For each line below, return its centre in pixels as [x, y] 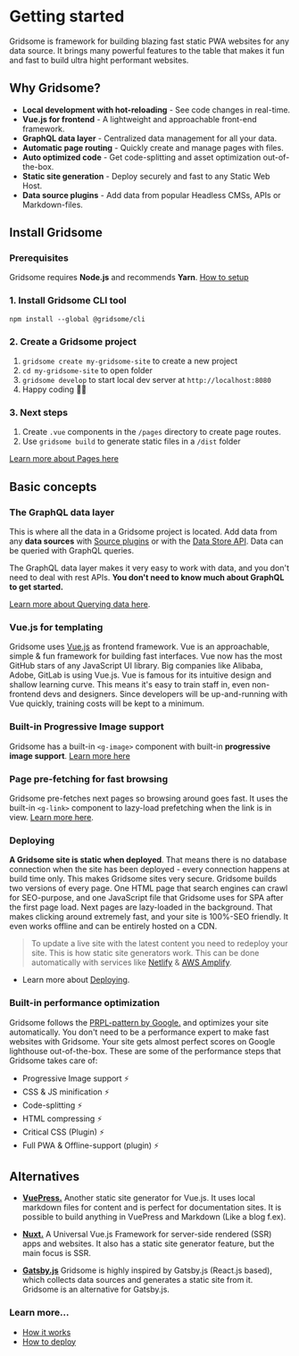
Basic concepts [53, 487]
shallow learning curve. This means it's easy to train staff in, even [130, 685]
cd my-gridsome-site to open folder [87, 370]
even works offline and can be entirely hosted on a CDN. [113, 927]
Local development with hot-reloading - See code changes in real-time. [156, 110]
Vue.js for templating [56, 627]
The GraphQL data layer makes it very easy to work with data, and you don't [149, 568]
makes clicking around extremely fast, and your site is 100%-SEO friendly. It [149, 917]
